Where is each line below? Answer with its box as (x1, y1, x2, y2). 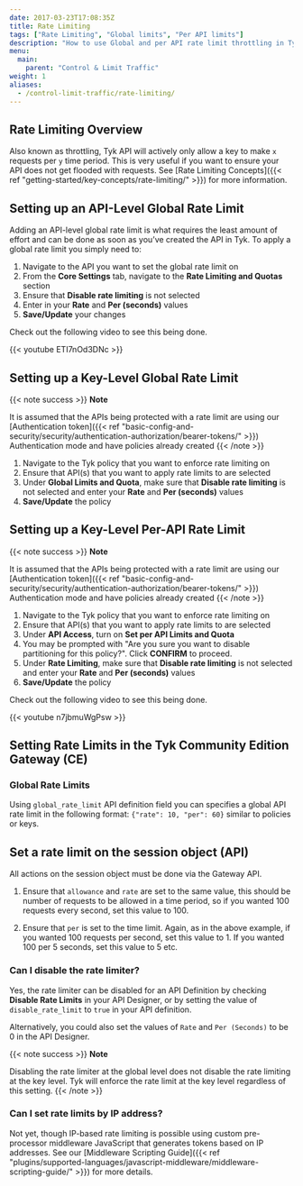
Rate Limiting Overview (9, 122, 143, 137)
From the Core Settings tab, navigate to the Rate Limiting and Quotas (22, 271, 283, 282)
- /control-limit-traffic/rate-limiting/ (17, 88, 176, 97)
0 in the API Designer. (9, 1031, 90, 1042)
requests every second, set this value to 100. (22, 905, 189, 916)
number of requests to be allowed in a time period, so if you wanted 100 (22, 896, 290, 907)
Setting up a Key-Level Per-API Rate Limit (9, 522, 246, 537)
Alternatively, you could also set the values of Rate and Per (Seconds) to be (9, 1021, 289, 1032)
